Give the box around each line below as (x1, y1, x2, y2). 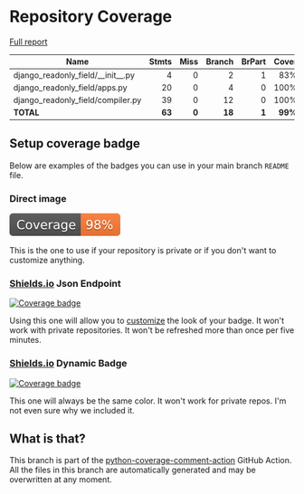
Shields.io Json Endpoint (9, 277, 122, 290)
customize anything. (9, 255, 85, 266)
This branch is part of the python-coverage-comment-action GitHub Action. (9, 455, 292, 466)
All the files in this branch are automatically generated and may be (9, 464, 256, 476)
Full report (9, 36, 48, 47)
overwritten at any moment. (9, 474, 112, 485)
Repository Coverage (9, 6, 173, 27)
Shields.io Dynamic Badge (9, 357, 128, 370)
